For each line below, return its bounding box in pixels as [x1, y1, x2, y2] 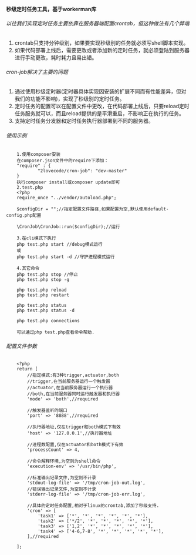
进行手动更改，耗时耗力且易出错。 [14, 54, 97, 61]
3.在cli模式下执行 [16, 235, 56, 241]
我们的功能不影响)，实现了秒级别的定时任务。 [14, 95, 125, 102]
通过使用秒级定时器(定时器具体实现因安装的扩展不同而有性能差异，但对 [14, 88, 187, 95]
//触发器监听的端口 [27, 407, 67, 414]
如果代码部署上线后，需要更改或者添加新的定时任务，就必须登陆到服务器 [14, 46, 190, 54]
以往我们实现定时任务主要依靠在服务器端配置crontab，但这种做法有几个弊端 [6, 20, 190, 27]
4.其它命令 [16, 265, 40, 272]
